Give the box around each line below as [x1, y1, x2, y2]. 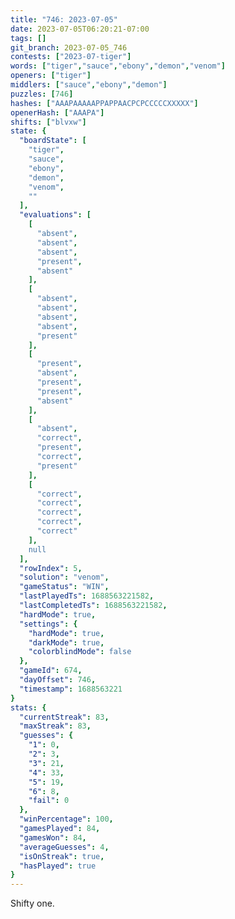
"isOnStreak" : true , [19, 851, 105, 861]
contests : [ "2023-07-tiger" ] [10, 52, 132, 62]
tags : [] [10, 33, 47, 43]
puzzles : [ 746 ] [10, 89, 74, 99]
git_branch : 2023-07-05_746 [10, 42, 128, 53]
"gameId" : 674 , [19, 666, 83, 676]
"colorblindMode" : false [28, 647, 132, 657]
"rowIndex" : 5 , [19, 563, 83, 573]
